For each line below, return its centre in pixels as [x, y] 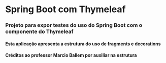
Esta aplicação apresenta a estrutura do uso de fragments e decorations [83, 44]
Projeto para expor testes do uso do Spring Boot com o [74, 25]
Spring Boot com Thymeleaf [65, 9]
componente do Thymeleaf [39, 31]
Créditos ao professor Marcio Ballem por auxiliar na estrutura [71, 55]
